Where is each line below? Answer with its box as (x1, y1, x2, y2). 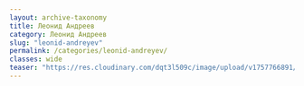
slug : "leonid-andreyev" (9, 38, 103, 47)
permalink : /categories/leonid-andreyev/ (9, 47, 168, 56)
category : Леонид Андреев (9, 30, 107, 39)
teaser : (9, 64, 39, 73)
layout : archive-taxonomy (9, 13, 107, 22)
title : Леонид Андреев (9, 21, 95, 30)
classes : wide (9, 55, 63, 64)
